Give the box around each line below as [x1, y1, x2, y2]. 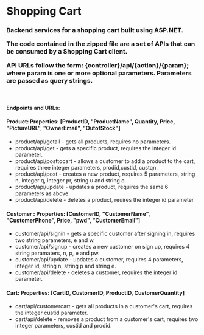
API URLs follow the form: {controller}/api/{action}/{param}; [6, 61, 189, 69]
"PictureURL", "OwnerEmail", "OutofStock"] [6, 125, 121, 132]
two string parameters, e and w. [15, 237, 96, 244]
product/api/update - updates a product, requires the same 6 [15, 184, 169, 191]
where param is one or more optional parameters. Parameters [6, 69, 192, 77]
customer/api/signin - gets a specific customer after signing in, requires [15, 230, 195, 238]
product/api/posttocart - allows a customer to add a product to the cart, [15, 157, 195, 165]
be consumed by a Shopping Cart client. [6, 47, 128, 56]
